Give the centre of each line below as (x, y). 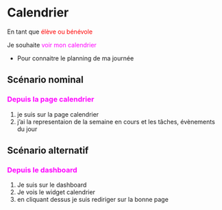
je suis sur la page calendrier (58, 114)
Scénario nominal (45, 80)
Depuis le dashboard (42, 170)
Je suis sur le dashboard (52, 185)
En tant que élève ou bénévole (50, 32)
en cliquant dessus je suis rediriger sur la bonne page (93, 200)
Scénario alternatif (48, 151)
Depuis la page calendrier (51, 100)
